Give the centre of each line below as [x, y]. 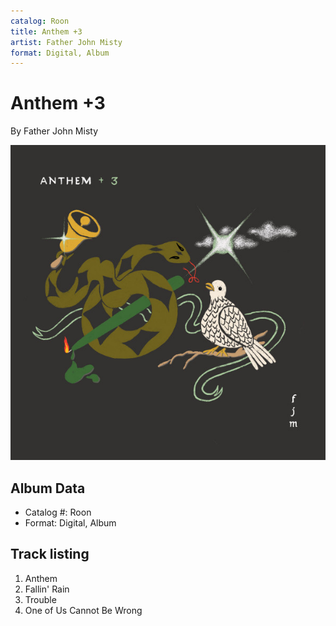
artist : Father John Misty [66, 42]
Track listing [50, 554]
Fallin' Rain [47, 589]
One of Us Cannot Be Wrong [83, 610]
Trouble [40, 599]
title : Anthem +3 [46, 31]
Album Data [48, 488]
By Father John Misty [54, 131]
